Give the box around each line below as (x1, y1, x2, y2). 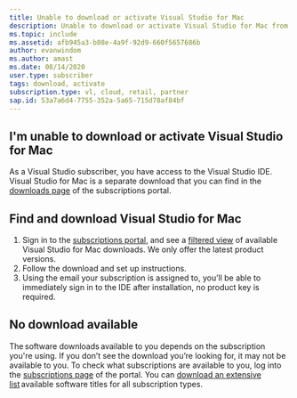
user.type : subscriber (9, 71, 93, 80)
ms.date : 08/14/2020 (9, 63, 86, 72)
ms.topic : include (9, 29, 77, 38)
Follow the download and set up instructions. (21, 264, 187, 273)
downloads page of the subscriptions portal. (9, 185, 172, 196)
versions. (21, 254, 56, 264)
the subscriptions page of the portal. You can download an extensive (9, 369, 262, 379)
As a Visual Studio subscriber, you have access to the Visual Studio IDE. (9, 167, 273, 177)
